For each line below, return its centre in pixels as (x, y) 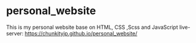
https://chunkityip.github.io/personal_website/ (81, 33)
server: (15, 33)
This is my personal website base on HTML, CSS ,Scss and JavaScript (92, 27)
